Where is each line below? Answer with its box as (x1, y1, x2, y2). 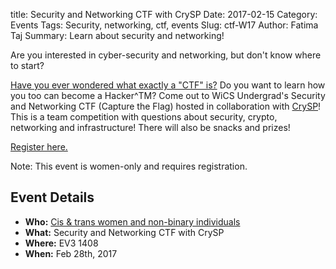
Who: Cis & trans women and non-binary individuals (24, 215, 241, 228)
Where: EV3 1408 (24, 237, 99, 249)
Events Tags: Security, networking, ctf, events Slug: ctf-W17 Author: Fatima (10, 19, 319, 31)
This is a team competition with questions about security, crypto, (10, 111, 278, 123)
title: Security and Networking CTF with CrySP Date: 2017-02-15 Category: (10, 9, 318, 20)
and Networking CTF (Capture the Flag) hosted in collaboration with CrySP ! (10, 100, 322, 112)
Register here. (10, 141, 68, 153)
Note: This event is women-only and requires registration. (10, 160, 248, 172)
